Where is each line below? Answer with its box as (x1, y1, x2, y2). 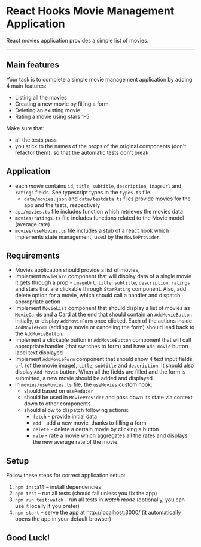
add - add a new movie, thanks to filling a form (32, 419, 147, 426)
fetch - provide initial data (32, 413, 98, 420)
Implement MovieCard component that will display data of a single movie (14, 273, 192, 280)
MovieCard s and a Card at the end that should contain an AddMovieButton (14, 311, 193, 318)
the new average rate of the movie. (32, 438, 120, 446)
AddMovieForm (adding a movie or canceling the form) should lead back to (14, 324, 195, 331)
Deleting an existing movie (14, 106, 81, 113)
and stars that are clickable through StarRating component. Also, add (14, 285, 187, 293)
